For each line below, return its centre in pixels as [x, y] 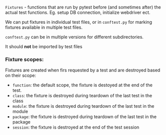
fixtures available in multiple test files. [44, 27]
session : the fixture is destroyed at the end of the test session [76, 127]
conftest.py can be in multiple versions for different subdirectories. [74, 37]
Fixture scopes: [24, 59]
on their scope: [21, 75]
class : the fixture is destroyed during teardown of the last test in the [82, 96]
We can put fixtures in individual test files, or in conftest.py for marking [79, 22]
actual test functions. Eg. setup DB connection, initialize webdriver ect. [78, 12]
